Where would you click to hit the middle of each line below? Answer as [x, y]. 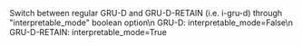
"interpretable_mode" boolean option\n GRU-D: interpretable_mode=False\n [151, 23]
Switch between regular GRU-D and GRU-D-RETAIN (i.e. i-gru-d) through [146, 13]
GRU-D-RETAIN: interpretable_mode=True [88, 32]
